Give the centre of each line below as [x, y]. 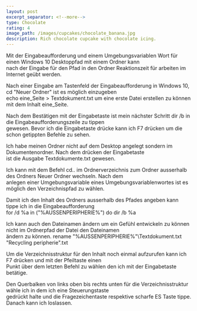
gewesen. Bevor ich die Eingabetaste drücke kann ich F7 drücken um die [94, 128]
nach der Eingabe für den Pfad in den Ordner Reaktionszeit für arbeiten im [96, 68]
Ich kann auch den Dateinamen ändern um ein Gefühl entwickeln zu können [98, 224]
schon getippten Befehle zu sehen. [49, 135]
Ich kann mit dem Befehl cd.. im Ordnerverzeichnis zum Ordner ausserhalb [96, 170]
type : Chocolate [26, 22]
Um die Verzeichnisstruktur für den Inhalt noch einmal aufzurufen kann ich [96, 254]
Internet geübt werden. [34, 74]
